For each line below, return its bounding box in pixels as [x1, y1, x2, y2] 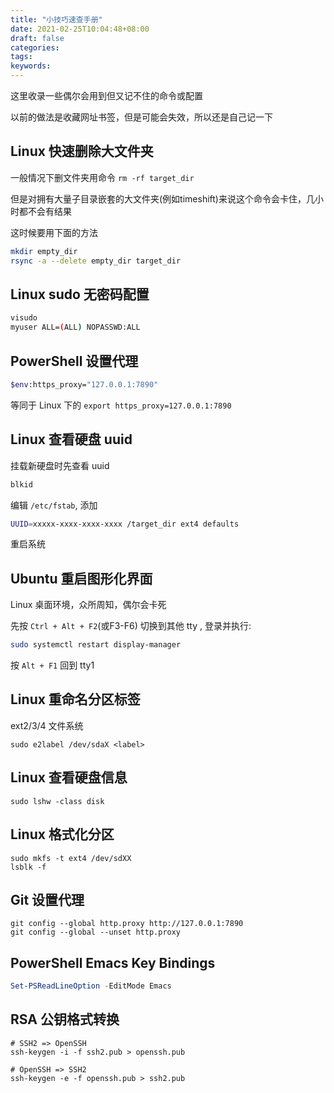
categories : [10, 42, 60, 53]
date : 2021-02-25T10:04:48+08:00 [10, 24, 150, 34]
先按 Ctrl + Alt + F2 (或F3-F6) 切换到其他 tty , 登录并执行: [10, 620, 252, 632]
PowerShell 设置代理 [10, 352, 139, 370]
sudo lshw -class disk [10, 796, 105, 806]
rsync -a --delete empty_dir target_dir [10, 256, 182, 266]
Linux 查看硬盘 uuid [10, 431, 133, 448]
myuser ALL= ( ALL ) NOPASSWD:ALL [10, 322, 141, 333]
